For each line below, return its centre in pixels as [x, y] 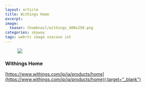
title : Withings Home [27, 14]
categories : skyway [25, 32]
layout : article [22, 10]
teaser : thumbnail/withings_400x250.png [51, 28]
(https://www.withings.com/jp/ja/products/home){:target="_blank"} [73, 80]
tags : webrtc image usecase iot [38, 37]
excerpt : [14, 19]
